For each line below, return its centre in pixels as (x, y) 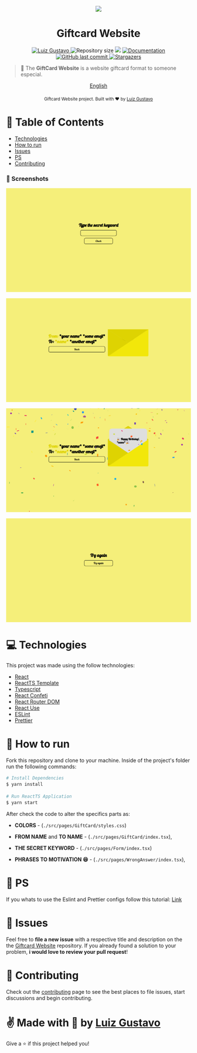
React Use (27, 708)
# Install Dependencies (35, 778)
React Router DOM (37, 701)
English (98, 86)
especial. (31, 74)
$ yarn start (22, 803)
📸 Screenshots (27, 178)
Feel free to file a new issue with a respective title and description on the (94, 940)
